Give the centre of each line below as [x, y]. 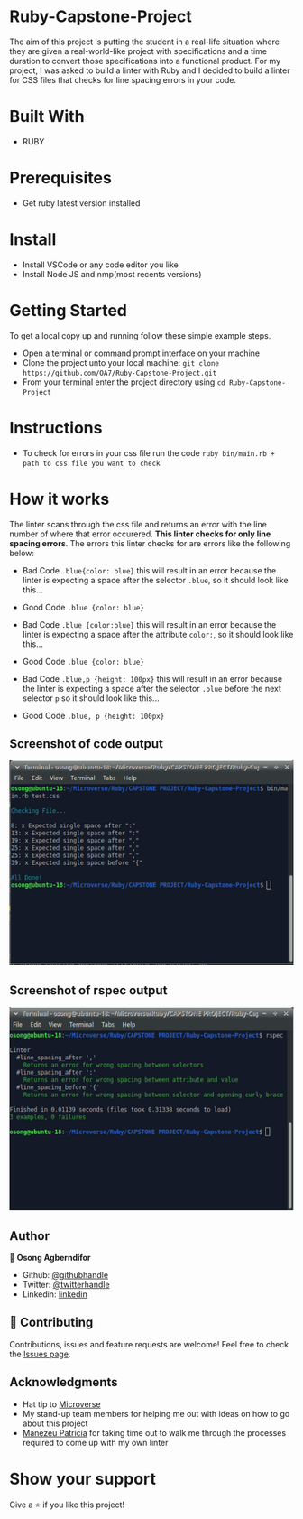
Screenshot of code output [87, 744]
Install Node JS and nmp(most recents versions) [112, 274]
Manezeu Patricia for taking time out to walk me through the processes [154, 1432]
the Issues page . [40, 1354]
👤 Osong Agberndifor [50, 1258]
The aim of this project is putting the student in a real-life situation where [144, 42]
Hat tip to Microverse [61, 1404]
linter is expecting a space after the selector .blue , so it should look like [155, 580]
